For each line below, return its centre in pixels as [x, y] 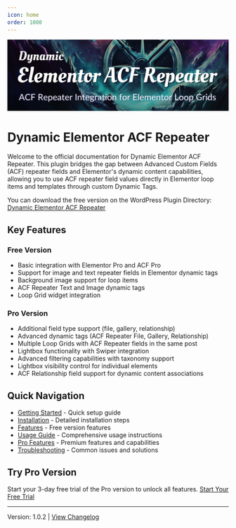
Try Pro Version [42, 472]
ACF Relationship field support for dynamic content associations [110, 374]
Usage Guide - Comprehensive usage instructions [90, 435]
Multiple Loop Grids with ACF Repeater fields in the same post [107, 344]
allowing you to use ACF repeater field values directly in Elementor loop [111, 179]
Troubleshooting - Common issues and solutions [88, 450]
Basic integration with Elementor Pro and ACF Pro [89, 265]
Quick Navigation [46, 395]
